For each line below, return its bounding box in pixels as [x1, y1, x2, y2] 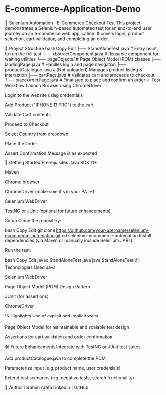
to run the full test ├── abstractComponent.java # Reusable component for [5, 51, 159, 57]
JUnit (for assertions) [5, 293, 49, 299]
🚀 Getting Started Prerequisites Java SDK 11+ [5, 159, 97, 165]
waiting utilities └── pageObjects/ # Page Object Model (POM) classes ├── [5, 56, 161, 62]
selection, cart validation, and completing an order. [5, 36, 109, 42]
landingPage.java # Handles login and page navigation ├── [5, 61, 127, 67]
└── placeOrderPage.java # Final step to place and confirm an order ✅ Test [5, 77, 160, 83]
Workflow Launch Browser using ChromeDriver [5, 82, 102, 88]
